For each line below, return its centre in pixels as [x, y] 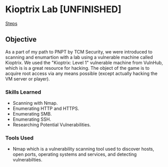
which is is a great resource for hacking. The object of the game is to [77, 68]
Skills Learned [23, 92]
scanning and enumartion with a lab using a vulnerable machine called [79, 57]
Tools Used [20, 137]
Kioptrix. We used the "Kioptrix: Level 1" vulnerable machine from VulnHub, [84, 63]
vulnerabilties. [27, 160]
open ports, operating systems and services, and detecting [75, 154]
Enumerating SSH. [32, 119]
